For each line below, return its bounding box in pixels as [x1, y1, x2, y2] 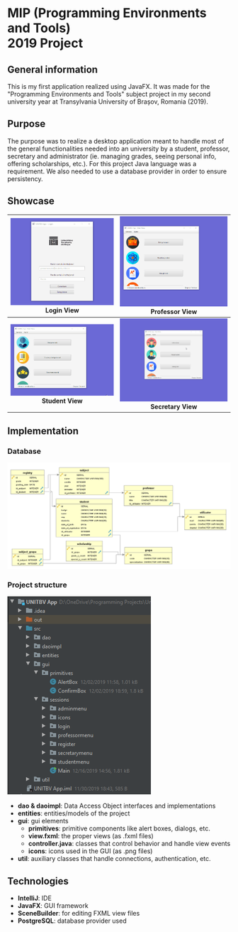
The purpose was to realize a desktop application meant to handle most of [7, 136, 225, 145]
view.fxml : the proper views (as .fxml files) [28, 832, 154, 840]
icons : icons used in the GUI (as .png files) [28, 847, 153, 855]
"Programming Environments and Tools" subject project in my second [7, 90, 211, 98]
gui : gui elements [17, 817, 69, 825]
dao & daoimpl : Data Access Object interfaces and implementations [17, 801, 216, 811]
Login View [45, 305, 79, 314]
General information [7, 63, 98, 75]
